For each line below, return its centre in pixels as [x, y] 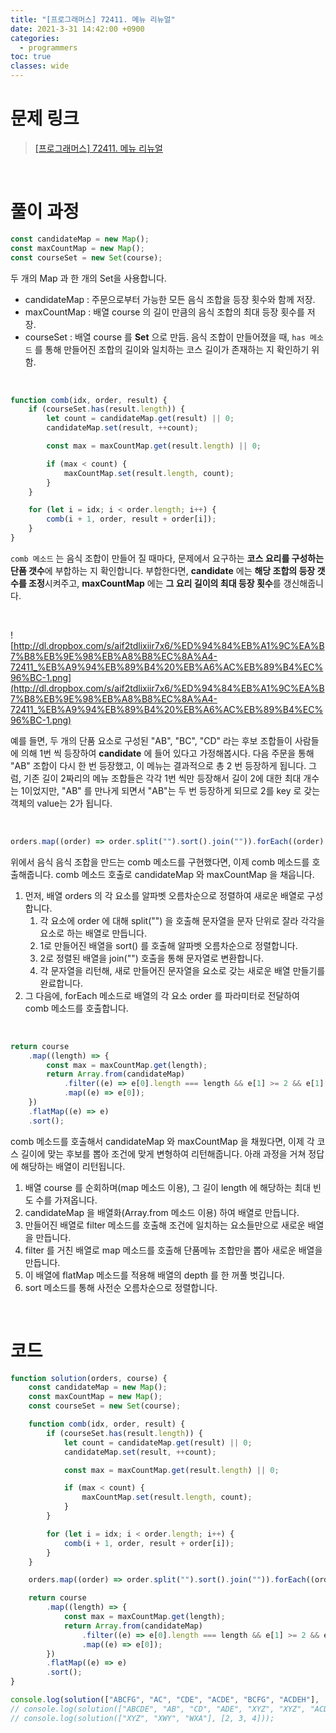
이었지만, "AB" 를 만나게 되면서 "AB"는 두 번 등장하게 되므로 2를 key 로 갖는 [172, 790]
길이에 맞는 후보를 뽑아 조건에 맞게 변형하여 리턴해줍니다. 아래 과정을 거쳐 [163, 1153]
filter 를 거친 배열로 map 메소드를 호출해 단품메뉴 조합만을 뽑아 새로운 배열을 [173, 1250]
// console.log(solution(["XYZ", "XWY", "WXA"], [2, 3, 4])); [142, 1718]
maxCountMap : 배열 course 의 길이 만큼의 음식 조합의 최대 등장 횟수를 [164, 312]
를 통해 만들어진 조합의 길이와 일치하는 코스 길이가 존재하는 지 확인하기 [172, 349]
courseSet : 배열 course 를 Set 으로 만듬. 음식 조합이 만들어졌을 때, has [165, 337]
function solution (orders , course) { [89, 1378]
